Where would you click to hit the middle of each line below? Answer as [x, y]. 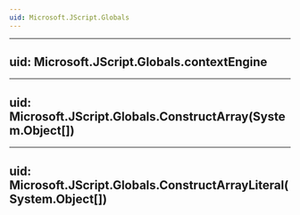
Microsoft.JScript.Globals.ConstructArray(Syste [147, 116]
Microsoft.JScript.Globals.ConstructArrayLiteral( [149, 185]
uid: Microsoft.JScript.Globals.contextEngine [138, 62]
